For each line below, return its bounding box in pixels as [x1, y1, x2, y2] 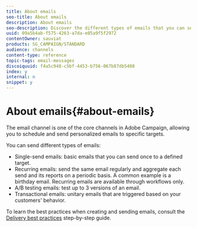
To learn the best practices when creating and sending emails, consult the [6, 208, 185, 215]
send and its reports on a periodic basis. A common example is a [14, 171, 171, 179]
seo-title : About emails [6, 14, 67, 20]
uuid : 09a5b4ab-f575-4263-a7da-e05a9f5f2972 [6, 31, 117, 36]
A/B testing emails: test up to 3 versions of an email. [14, 184, 141, 191]
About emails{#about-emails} [6, 105, 155, 118]
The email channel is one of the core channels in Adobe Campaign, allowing [6, 124, 190, 131]
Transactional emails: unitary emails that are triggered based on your [14, 190, 181, 197]
